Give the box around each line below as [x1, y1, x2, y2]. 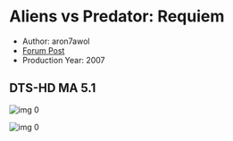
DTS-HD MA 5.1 [9, 80, 96, 95]
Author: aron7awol [21, 36, 90, 46]
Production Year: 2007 [21, 54, 105, 65]
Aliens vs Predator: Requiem [9, 6, 225, 27]
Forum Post [21, 45, 65, 55]
